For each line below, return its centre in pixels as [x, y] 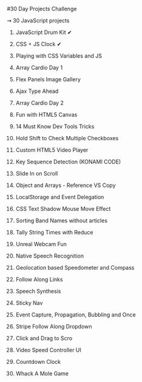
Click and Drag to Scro [44, 338]
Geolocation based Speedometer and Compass [75, 268]
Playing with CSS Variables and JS [59, 56]
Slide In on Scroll [37, 173]
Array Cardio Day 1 [39, 67]
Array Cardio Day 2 [40, 103]
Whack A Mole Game [42, 373]
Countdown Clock [38, 362]
